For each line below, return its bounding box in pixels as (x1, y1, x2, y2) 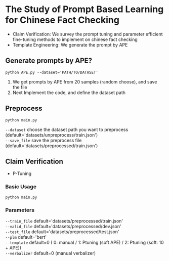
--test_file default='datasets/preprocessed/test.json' (5, 229, 120, 235)
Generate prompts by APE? (5, 57, 93, 65)
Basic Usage (5, 183, 37, 190)
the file (12, 84, 27, 90)
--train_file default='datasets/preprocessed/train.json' (5, 217, 123, 224)
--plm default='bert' (5, 234, 47, 240)
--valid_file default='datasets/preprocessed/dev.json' (5, 223, 121, 229)
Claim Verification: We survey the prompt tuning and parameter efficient (12, 31, 163, 37)
